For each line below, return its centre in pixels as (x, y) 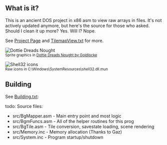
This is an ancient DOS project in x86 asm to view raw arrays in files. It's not (83, 20)
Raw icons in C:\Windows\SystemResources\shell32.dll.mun (57, 69)
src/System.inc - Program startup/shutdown (58, 137)
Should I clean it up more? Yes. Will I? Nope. (50, 31)
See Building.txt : (22, 96)
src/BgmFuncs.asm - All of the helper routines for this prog (73, 121)
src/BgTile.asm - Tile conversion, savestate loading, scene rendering (83, 126)
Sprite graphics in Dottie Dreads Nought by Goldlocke (51, 55)
